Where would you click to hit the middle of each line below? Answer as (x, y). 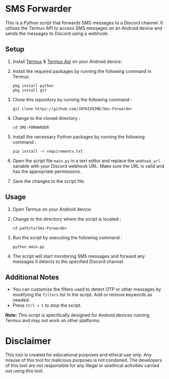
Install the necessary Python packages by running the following (78, 137)
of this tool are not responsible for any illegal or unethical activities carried (82, 365)
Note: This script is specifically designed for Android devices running (77, 315)
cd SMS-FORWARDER (31, 127)
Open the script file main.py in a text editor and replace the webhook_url (86, 161)
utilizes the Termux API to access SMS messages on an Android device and (84, 28)
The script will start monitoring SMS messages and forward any (79, 256)
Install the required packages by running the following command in (82, 71)
